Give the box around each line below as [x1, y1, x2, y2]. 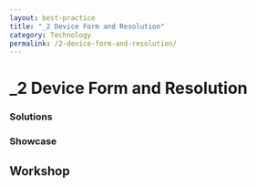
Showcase [9, 135, 57, 148]
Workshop [9, 163, 70, 179]
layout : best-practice [9, 13, 96, 23]
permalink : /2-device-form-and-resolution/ [9, 38, 178, 48]
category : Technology [9, 30, 92, 39]
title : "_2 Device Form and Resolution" [9, 22, 166, 31]
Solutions [9, 110, 53, 123]
